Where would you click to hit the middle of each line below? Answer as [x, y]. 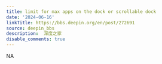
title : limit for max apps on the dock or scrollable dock [81, 12]
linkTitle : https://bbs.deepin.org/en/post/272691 [71, 23]
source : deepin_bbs [30, 28]
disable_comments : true [36, 39]
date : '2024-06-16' [30, 17]
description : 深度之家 [34, 34]
